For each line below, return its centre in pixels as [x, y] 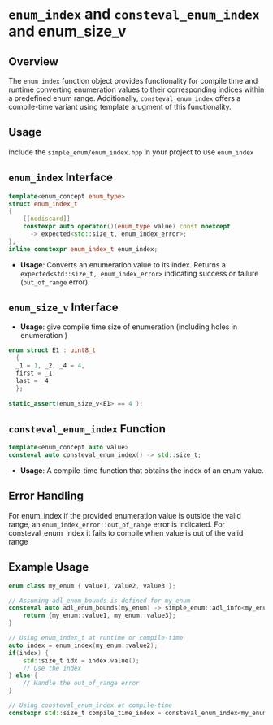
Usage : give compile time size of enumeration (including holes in [129, 327]
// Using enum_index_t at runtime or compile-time [96, 638]
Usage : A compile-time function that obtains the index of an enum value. [142, 471]
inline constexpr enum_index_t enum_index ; [83, 249]
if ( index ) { [28, 653]
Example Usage [49, 567]
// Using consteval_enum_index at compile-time [91, 705]
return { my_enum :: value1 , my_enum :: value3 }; [100, 616]
